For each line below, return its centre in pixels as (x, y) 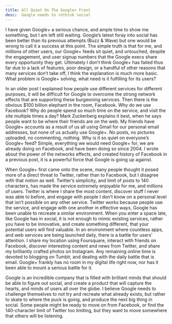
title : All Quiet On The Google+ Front (48, 10)
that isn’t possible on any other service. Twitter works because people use (84, 202)
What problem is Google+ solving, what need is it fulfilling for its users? (81, 79)
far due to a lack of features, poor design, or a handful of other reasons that (85, 68)
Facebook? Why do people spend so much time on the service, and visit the (85, 110)
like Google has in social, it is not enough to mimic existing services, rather (84, 218)
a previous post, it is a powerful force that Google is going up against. (79, 159)
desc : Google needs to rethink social (48, 15)
